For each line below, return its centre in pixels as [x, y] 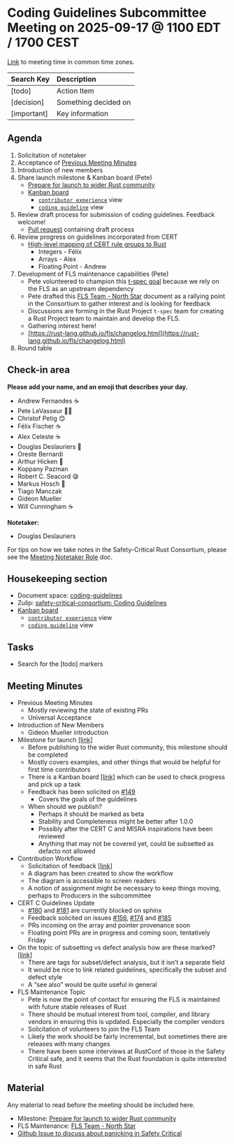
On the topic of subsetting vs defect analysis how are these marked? [116, 948]
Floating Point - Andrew [72, 266]
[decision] [28, 102]
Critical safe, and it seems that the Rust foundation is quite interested [127, 1058]
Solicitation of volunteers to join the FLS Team [94, 1029]
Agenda [25, 139]
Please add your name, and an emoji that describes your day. [98, 387]
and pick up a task [54, 784]
